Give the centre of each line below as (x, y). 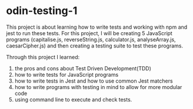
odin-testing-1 (42, 11)
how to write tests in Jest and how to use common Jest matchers (94, 81)
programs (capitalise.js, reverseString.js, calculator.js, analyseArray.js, (91, 39)
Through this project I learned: (43, 57)
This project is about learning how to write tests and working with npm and (97, 27)
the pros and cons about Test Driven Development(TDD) (83, 68)
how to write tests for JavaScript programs (66, 74)
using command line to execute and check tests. (73, 99)
